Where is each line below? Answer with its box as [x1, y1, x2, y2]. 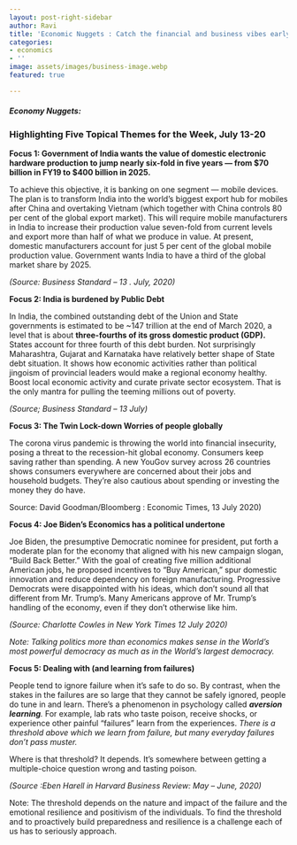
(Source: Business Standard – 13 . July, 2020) [9, 276, 176, 288]
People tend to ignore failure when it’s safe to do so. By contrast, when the [9, 680, 281, 691]
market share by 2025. [9, 260, 92, 270]
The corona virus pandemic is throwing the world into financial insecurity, [9, 438, 277, 448]
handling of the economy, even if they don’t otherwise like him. [9, 602, 239, 613]
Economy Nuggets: [9, 105, 81, 116]
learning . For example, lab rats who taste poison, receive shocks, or [9, 709, 258, 719]
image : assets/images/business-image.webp [9, 63, 168, 72]
